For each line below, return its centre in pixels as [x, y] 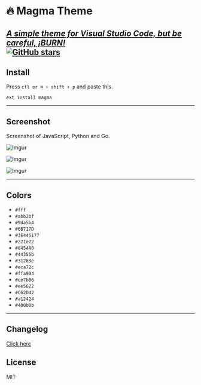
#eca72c [24, 267]
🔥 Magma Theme [49, 11]
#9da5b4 [24, 223]
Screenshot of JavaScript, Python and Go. [58, 136]
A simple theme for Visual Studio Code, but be [94, 33]
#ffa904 [24, 274]
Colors [19, 195]
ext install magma [29, 98]
